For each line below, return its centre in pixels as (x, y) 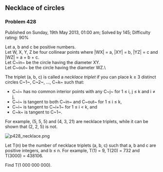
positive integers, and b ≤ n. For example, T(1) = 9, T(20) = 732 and (72, 150)
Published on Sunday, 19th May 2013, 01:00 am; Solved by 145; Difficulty (78, 32)
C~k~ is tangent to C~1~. (37, 112)
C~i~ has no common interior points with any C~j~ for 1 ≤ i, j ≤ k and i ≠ (84, 91)
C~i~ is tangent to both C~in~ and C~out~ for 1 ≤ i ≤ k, (67, 102)
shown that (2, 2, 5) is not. (31, 126)
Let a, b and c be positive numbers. (40, 47)
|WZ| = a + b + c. (22, 57)
